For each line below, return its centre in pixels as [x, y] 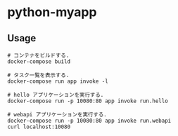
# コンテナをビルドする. [38, 55]
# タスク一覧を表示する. [38, 75]
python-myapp [52, 12]
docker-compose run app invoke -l [58, 81]
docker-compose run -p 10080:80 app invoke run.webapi [89, 121]
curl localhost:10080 [39, 127]
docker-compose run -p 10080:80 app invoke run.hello [88, 101]
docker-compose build [39, 62]
